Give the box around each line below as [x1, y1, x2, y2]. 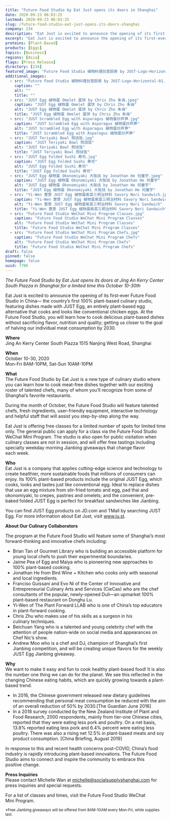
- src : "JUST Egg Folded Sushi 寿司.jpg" [10, 154, 98, 159]
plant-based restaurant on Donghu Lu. [12, 596, 93, 603]
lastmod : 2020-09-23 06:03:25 [5, 17, 70, 22]
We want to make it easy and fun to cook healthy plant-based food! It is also [5, 666, 165, 672]
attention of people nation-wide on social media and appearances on [12, 629, 158, 635]
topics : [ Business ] [5, 50, 47, 55]
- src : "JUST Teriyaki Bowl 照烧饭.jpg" [10, 135, 95, 141]
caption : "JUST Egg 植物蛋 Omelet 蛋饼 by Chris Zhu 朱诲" [14, 102, 137, 107]
